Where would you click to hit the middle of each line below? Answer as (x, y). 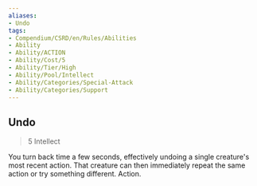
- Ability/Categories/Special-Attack (71, 82)
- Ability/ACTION (37, 53)
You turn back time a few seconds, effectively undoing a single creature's (129, 157)
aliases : (23, 16)
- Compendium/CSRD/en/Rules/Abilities (72, 38)
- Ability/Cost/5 (37, 61)
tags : (17, 30)
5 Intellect (44, 141)
